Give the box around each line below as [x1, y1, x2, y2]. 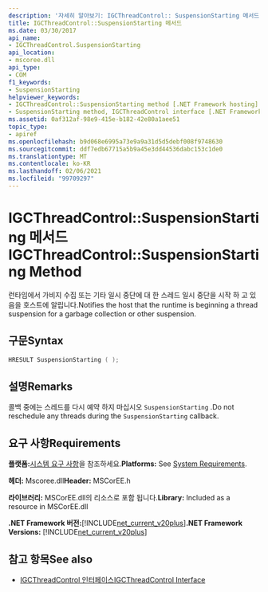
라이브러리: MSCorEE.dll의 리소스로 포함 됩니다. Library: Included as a [8, 493, 231, 503]
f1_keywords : [8, 78, 52, 86]
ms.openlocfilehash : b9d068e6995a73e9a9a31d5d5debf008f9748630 [8, 137, 223, 146]
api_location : [8, 49, 56, 57]
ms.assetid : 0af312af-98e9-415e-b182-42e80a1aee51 [8, 116, 180, 123]
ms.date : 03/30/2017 [8, 26, 77, 34]
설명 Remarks [8, 379, 73, 393]
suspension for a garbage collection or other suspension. [8, 308, 197, 319]
